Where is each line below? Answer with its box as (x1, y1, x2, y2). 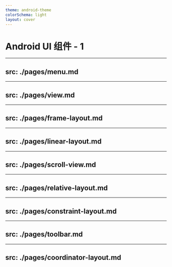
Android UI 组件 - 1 (5, 40, 84, 52)
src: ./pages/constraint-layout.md (5, 207, 117, 215)
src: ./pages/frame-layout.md (5, 114, 103, 123)
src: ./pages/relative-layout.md (5, 183, 108, 192)
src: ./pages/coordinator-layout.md (5, 253, 121, 262)
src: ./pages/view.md (5, 90, 75, 100)
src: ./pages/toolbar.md (5, 230, 83, 239)
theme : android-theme (5, 7, 52, 13)
